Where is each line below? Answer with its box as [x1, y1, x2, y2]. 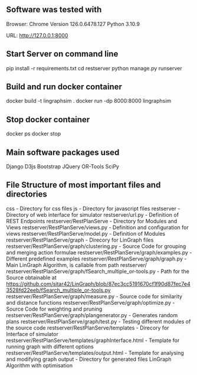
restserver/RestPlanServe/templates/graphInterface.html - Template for [6, 337, 180, 344]
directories [6, 189, 47, 200]
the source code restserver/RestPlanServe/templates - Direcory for [6, 324, 169, 331]
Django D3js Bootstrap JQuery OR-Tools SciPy [6, 163, 120, 170]
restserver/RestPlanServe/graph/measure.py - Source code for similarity [6, 292, 183, 300]
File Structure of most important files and [6, 180, 161, 190]
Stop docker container [6, 115, 90, 125]
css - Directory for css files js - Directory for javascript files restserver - [6, 205, 180, 212]
